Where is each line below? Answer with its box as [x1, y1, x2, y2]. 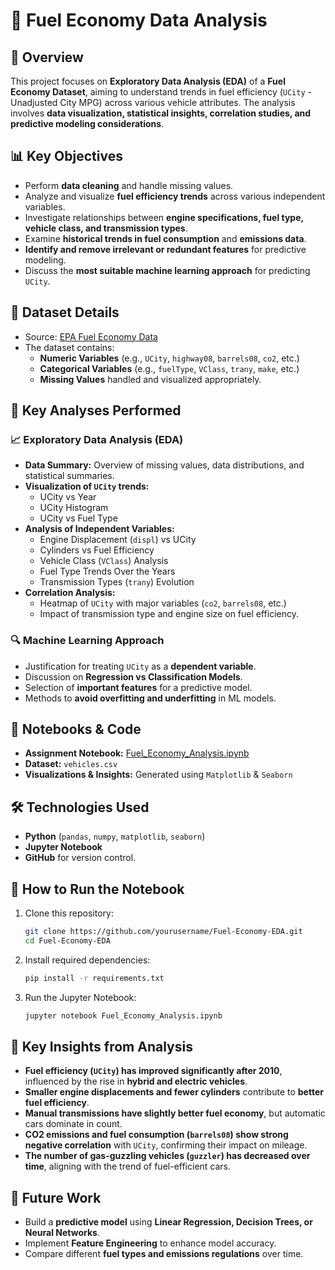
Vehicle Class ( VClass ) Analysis [39, 555, 169, 567]
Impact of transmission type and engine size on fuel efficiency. [39, 608, 299, 620]
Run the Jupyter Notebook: [24, 991, 137, 1003]
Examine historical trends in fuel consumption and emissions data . [24, 232, 307, 244]
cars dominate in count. [24, 1118, 123, 1130]
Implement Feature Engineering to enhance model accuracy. [24, 1237, 277, 1249]
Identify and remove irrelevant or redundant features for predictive [24, 243, 307, 255]
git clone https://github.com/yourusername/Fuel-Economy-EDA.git [24, 927, 303, 937]
